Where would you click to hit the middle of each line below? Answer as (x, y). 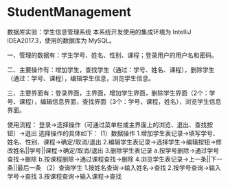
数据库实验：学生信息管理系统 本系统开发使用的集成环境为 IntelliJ (99, 32)
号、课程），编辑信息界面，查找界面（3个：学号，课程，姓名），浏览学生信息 (114, 101)
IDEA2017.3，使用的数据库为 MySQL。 (61, 40)
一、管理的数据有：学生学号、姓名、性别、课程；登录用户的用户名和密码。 (112, 55)
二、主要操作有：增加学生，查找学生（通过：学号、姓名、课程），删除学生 (111, 69)
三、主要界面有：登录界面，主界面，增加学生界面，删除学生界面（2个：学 (111, 93)
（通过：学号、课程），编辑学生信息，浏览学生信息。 (81, 78)
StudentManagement (69, 12)
